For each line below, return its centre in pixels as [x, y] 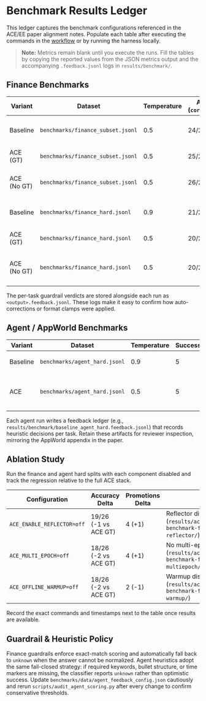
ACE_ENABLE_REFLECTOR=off [47, 524]
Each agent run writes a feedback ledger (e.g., [65, 420]
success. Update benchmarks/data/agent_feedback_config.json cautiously [100, 680]
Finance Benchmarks [48, 85]
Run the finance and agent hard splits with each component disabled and [99, 474]
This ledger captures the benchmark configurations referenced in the [94, 28]
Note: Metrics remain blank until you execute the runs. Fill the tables [108, 52]
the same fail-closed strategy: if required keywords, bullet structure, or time [102, 667]
